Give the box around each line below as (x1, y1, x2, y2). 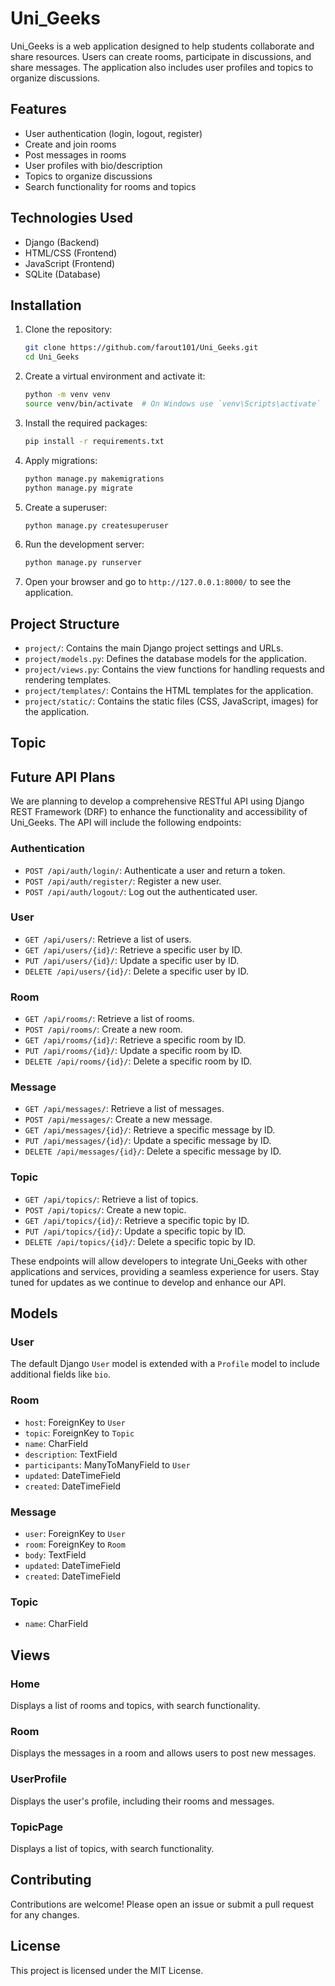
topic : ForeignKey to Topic (24, 1427, 135, 1439)
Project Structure (10, 615, 120, 632)
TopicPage (10, 1820, 64, 1834)
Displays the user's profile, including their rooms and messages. (10, 1795, 275, 1807)
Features (10, 101, 67, 118)
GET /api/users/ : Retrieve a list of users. (24, 933, 192, 945)
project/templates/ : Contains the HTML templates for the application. (24, 685, 314, 697)
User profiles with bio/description (24, 159, 163, 171)
